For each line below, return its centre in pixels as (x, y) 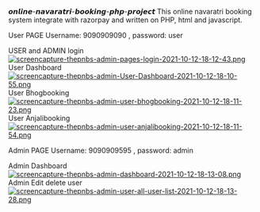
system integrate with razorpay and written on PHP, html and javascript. (126, 20)
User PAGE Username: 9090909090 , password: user (96, 35)
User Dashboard (35, 67)
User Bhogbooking (39, 93)
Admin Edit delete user (45, 183)
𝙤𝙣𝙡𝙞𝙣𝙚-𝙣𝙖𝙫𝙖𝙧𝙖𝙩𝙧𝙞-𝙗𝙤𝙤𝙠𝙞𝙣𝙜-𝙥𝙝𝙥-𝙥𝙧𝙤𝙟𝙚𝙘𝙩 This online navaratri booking (130, 12)
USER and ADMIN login (46, 50)
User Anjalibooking (39, 118)
